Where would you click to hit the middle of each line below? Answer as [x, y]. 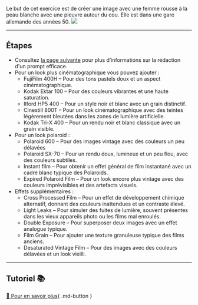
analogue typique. [45, 228]
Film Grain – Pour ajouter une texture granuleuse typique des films [104, 235]
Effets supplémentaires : [44, 191]
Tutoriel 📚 [26, 279]
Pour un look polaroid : [42, 135]
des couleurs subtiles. [50, 160]
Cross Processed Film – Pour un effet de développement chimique [104, 197]
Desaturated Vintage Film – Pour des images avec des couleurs [100, 247]
